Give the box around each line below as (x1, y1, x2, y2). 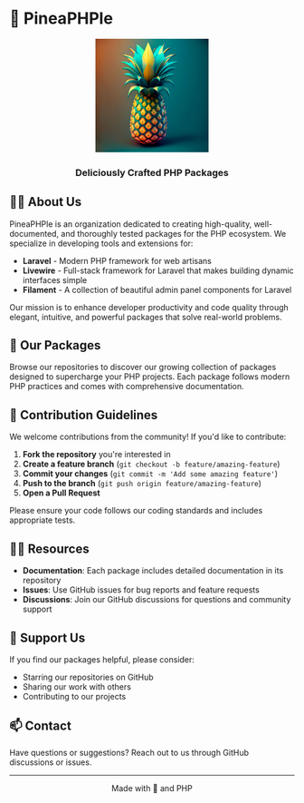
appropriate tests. (9, 514, 76, 525)
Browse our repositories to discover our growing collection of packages (9, 362, 277, 373)
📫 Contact (9, 719, 72, 734)
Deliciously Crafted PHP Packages (75, 166, 229, 179)
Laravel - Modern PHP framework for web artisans (22, 255, 213, 266)
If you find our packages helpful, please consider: (9, 653, 195, 665)
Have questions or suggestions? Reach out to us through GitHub (9, 747, 250, 758)
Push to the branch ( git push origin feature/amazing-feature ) (22, 478, 262, 489)
